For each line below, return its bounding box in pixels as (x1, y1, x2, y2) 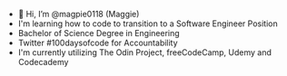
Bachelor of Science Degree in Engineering (17, 28, 180, 38)
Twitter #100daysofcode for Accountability (17, 37, 179, 48)
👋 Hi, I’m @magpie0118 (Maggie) (17, 9, 140, 19)
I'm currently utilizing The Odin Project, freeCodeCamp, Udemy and (17, 47, 272, 58)
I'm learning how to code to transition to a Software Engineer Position (17, 18, 279, 29)
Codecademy (17, 57, 69, 67)
